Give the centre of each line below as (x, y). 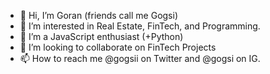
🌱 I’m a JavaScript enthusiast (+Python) (101, 36)
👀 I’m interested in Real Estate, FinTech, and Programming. (140, 26)
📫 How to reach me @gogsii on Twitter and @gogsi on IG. (140, 58)
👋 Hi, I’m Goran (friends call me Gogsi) (98, 15)
